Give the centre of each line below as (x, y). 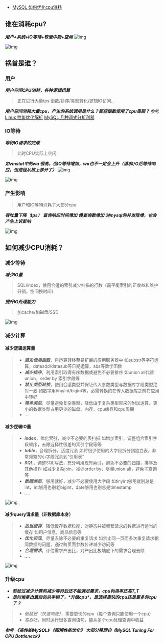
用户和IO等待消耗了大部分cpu (47, 205)
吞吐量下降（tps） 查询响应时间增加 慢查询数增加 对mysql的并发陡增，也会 (81, 215)
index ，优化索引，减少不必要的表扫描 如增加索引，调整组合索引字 (91, 438)
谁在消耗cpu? (26, 24)
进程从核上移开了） (37, 170)
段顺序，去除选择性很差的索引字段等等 (63, 444)
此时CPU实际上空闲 (37, 153)
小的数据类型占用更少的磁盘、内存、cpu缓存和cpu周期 (79, 409)
